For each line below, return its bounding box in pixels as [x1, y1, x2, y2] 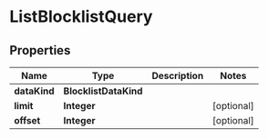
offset [14, 114, 41, 126]
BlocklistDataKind [63, 84, 143, 97]
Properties [9, 43, 71, 58]
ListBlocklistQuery [9, 6, 153, 27]
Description [151, 70, 204, 82]
